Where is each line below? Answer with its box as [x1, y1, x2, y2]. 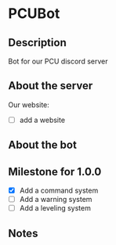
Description [8, 36, 67, 49]
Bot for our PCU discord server [8, 56, 108, 66]
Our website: [8, 99, 49, 110]
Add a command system [19, 186, 99, 196]
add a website [19, 115, 65, 124]
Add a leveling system [19, 204, 92, 213]
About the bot [8, 139, 77, 152]
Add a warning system [19, 195, 92, 204]
